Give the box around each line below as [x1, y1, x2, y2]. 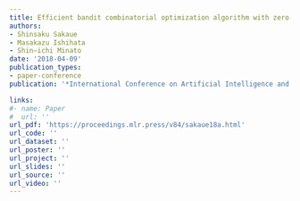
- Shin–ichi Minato [9, 46, 82, 55]
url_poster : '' [9, 146, 66, 155]
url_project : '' [9, 154, 70, 163]
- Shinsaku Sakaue [9, 29, 78, 38]
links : [9, 96, 34, 105]
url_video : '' [9, 179, 62, 188]
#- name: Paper [9, 104, 66, 113]
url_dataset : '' [9, 138, 70, 147]
